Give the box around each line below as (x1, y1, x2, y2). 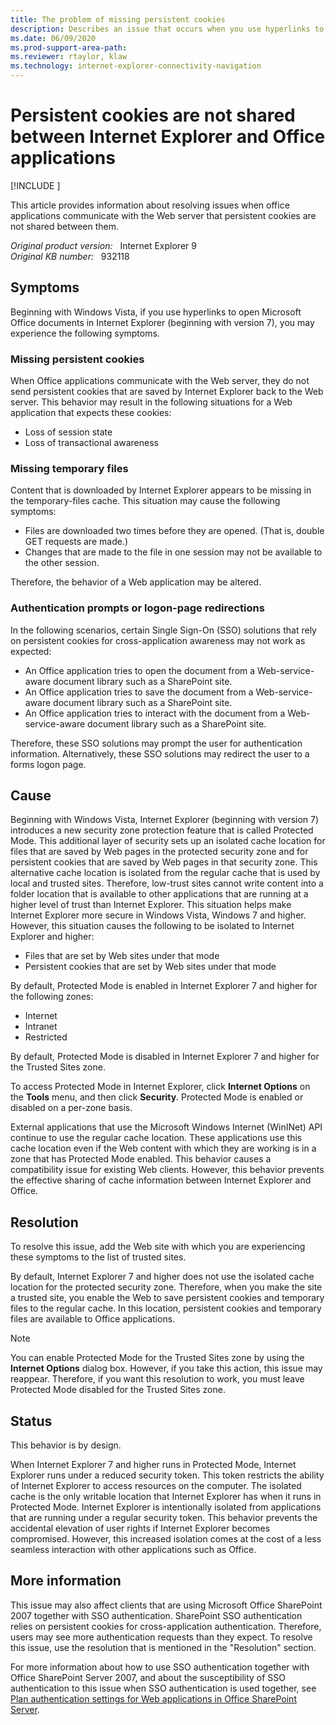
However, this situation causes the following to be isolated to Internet (10, 920, 295, 932)
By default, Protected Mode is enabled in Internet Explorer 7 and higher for (10, 980, 318, 992)
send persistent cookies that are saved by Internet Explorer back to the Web (10, 386, 324, 398)
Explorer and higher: (10, 931, 95, 943)
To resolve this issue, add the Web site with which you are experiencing (10, 1241, 306, 1253)
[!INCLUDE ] (10, 179, 61, 191)
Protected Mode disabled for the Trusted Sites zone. (10, 1384, 226, 1396)
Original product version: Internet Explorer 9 (10, 239, 197, 251)
